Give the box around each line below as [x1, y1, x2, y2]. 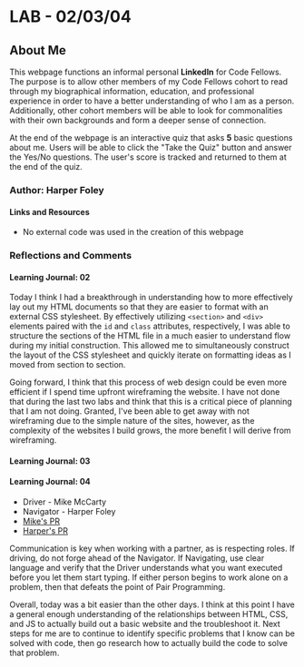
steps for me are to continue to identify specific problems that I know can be [9, 628, 295, 639]
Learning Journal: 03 [9, 456, 91, 466]
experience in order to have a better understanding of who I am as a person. [9, 95, 295, 106]
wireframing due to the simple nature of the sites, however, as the [9, 416, 255, 427]
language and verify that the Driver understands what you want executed [9, 563, 283, 574]
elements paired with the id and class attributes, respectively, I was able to [9, 320, 290, 332]
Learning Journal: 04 [9, 476, 91, 487]
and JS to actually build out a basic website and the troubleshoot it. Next [9, 619, 281, 630]
